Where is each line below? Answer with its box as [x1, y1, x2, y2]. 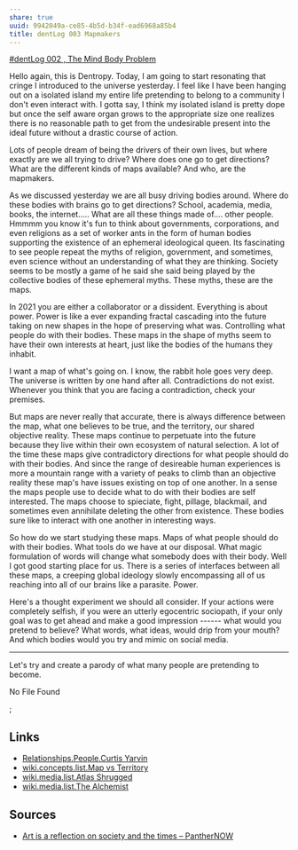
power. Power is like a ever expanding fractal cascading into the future [9, 311, 267, 322]
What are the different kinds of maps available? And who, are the [9, 163, 247, 174]
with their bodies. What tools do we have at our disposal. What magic [9, 542, 263, 553]
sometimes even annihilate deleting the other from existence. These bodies [9, 506, 285, 516]
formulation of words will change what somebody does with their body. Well [9, 551, 287, 562]
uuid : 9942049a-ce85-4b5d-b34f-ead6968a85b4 [9, 21, 176, 30]
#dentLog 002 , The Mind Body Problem [9, 54, 157, 65]
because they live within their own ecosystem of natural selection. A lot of [9, 440, 279, 451]
